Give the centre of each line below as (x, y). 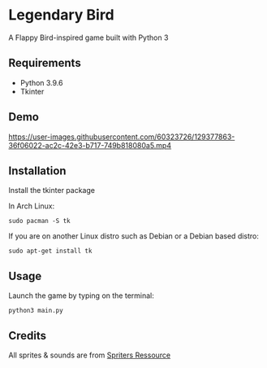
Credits (28, 335)
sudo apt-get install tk (50, 251)
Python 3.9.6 (41, 82)
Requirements (45, 63)
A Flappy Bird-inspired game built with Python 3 (88, 37)
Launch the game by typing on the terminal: (81, 296)
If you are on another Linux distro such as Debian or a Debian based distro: (134, 236)
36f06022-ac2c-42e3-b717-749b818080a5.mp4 (90, 145)
